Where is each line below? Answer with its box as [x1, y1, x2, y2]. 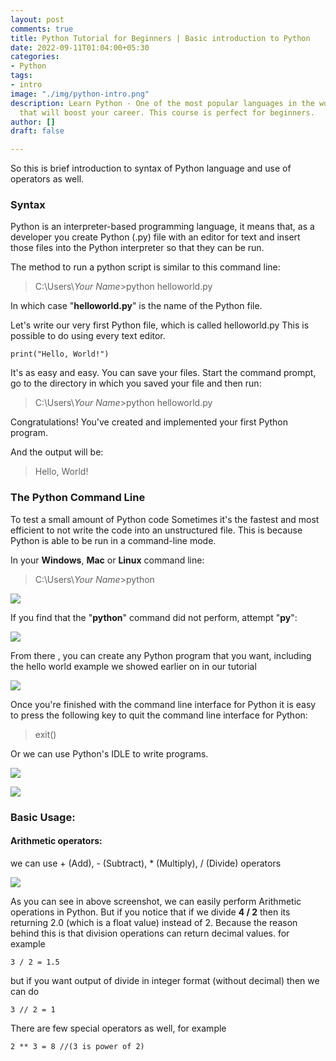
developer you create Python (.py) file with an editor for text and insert [10, 231, 301, 243]
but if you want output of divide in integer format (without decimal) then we [10, 974, 320, 986]
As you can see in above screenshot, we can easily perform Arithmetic [10, 895, 302, 907]
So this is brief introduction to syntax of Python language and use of [10, 162, 292, 175]
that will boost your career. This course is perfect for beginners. [19, 107, 315, 118]
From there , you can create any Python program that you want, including [10, 649, 312, 661]
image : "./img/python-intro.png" [10, 89, 150, 99]
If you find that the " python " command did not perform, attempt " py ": [10, 611, 298, 623]
